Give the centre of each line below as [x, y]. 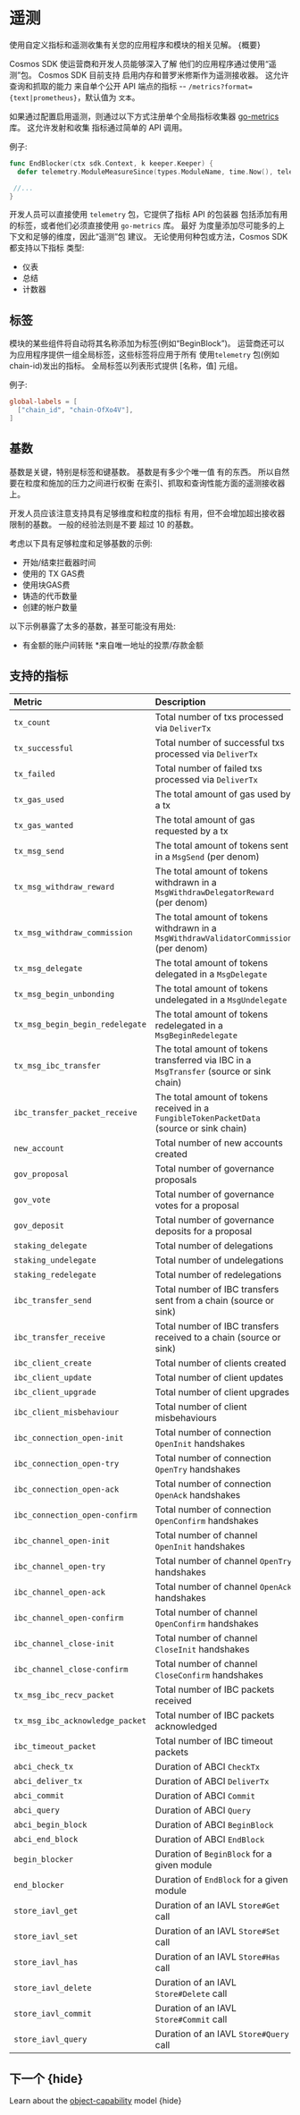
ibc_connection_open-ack [67, 1489]
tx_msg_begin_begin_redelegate [80, 1024]
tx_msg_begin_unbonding [64, 994]
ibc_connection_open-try [67, 1464]
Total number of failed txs [208, 768]
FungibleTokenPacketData [208, 1118]
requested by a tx [192, 831]
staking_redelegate [55, 1274]
